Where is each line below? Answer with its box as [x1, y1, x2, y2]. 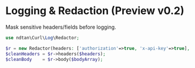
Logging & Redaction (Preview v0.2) [5, 4, 184, 18]
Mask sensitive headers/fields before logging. [5, 23, 116, 30]
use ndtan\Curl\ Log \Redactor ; [5, 35, 80, 40]
